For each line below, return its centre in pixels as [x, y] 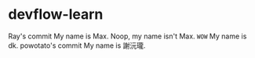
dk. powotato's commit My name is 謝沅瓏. [77, 45]
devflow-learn [56, 14]
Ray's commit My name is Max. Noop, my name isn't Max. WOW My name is [127, 36]
